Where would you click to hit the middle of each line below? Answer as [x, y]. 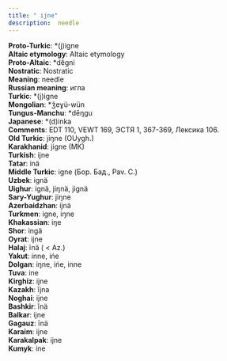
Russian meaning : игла [47, 87]
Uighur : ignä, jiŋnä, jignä [48, 188]
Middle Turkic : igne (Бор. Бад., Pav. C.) [73, 172]
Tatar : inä [24, 163]
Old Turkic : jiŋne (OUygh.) [51, 138]
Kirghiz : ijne [28, 281]
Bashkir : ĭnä [28, 306]
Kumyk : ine [27, 348]
